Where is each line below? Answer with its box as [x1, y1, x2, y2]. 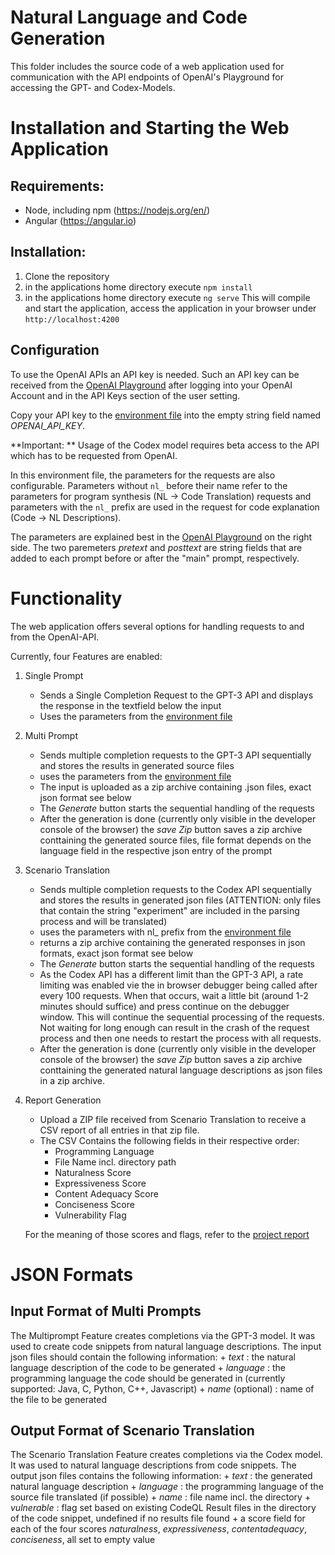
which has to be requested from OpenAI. [10, 449, 178, 461]
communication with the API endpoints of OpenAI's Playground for [10, 71, 285, 83]
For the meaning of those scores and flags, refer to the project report [24, 1228, 310, 1240]
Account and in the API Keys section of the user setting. [10, 389, 241, 401]
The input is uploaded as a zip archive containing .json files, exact [39, 781, 312, 793]
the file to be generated [10, 1393, 107, 1405]
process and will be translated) [39, 915, 168, 927]
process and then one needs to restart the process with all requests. [39, 1032, 322, 1044]
